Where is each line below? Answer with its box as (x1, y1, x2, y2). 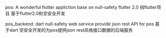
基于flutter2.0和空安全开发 (11, 10, 65, 16)
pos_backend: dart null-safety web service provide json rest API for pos (5, 21, 154, 27)
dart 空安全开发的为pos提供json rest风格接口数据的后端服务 (9, 27, 133, 33)
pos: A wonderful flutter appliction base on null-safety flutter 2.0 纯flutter (5, 4, 157, 10)
